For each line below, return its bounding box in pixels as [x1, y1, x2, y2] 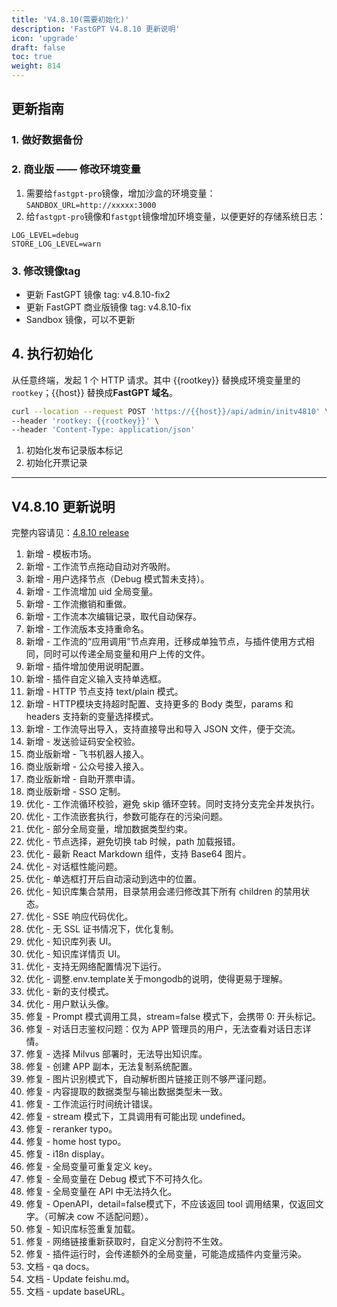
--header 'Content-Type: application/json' [11, 425, 196, 435]
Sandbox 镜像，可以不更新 [25, 313, 136, 325]
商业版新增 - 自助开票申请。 [25, 773, 141, 785]
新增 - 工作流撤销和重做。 [25, 598, 133, 610]
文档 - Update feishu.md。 [25, 1273, 136, 1285]
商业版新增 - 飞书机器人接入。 [25, 748, 150, 760]
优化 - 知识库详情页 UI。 [25, 948, 126, 960]
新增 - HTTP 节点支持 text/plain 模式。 [25, 686, 184, 698]
